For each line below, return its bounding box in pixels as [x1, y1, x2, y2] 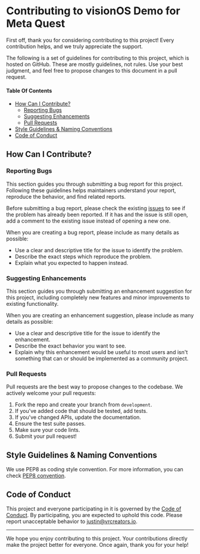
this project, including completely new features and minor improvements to [6, 294, 190, 301]
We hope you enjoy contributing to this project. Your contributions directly [6, 535, 187, 542]
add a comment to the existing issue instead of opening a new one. [6, 217, 171, 224]
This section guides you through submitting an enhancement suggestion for [6, 287, 192, 295]
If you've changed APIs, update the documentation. [14, 414, 142, 421]
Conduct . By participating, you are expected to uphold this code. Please [6, 512, 183, 519]
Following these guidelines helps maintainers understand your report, [6, 186, 177, 194]
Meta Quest [6, 17, 65, 30]
